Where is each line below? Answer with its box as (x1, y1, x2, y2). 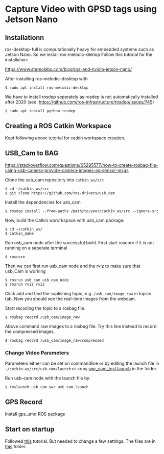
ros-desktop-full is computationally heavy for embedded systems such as (5, 47, 154, 52)
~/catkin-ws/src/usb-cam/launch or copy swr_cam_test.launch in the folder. (5, 365, 158, 371)
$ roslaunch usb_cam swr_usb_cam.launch (5, 384, 89, 389)
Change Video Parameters (5, 349, 70, 356)
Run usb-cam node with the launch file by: (5, 375, 91, 381)
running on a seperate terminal (5, 245, 67, 251)
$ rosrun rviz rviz (5, 282, 45, 287)
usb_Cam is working (5, 268, 46, 274)
